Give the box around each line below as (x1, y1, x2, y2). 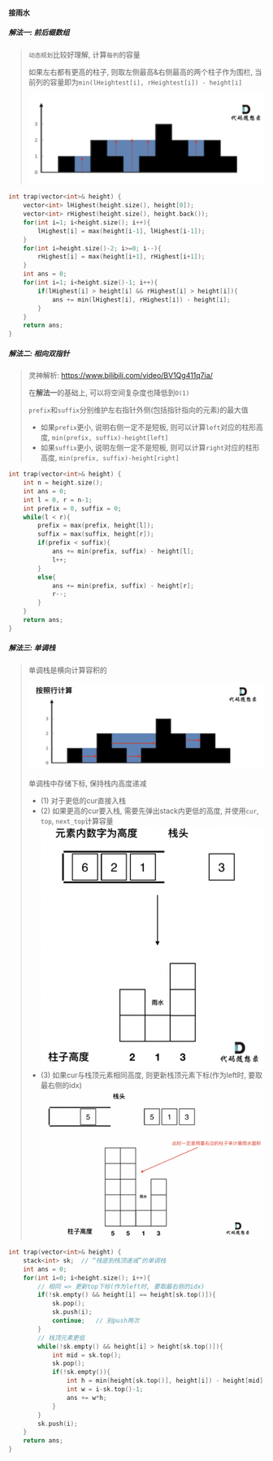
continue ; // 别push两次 (51, 1317, 140, 1325)
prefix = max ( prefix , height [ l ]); (37, 521, 154, 530)
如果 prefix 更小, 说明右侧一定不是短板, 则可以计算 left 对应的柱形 (40, 423, 257, 433)
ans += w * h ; (66, 1394, 107, 1402)
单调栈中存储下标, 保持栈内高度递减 (28, 779, 147, 789)
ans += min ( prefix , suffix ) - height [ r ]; (51, 581, 195, 589)
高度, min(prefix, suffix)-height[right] (40, 453, 180, 463)
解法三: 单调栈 (8, 643, 55, 653)
